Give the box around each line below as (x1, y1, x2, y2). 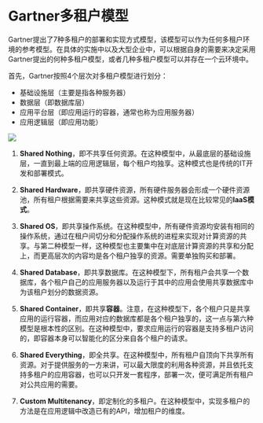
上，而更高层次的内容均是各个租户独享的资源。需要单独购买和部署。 (19, 251, 240, 260)
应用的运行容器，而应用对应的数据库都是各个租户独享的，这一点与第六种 (19, 314, 254, 323)
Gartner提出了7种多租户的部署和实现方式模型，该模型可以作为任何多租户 (8, 35, 243, 44)
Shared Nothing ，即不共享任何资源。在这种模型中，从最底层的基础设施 (19, 149, 251, 158)
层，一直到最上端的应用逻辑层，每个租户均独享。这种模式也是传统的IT (19, 158, 247, 167)
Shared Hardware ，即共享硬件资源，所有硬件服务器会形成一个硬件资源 (19, 185, 250, 194)
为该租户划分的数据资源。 (19, 287, 103, 296)
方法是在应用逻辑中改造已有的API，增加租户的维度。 (19, 406, 190, 415)
